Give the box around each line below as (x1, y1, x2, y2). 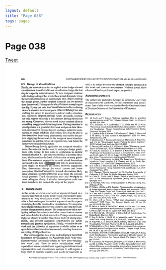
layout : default (5, 8, 39, 13)
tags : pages (5, 18, 30, 23)
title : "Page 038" (5, 13, 43, 18)
